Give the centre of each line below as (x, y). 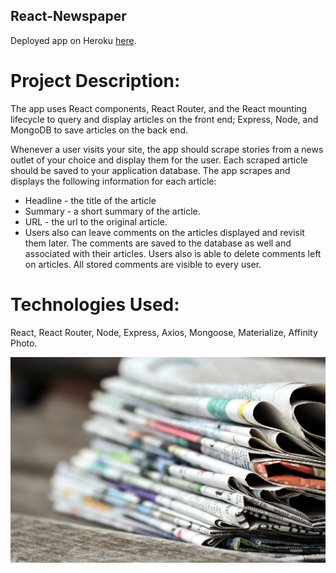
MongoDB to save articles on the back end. (99, 130)
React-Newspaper (68, 16)
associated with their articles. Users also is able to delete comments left (173, 253)
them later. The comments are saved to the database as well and (158, 243)
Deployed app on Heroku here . (73, 40)
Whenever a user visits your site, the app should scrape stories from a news (167, 149)
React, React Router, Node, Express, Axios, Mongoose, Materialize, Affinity (164, 332)
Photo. (24, 343)
